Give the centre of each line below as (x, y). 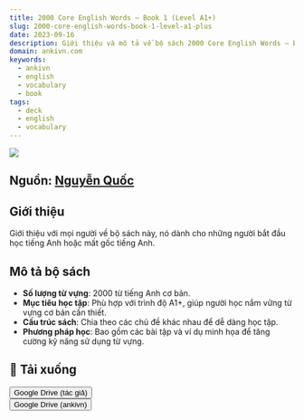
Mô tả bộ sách (50, 271)
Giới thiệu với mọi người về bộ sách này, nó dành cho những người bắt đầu (148, 234)
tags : (19, 102)
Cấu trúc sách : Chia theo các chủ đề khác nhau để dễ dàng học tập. (150, 322)
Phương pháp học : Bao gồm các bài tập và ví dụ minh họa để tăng (146, 332)
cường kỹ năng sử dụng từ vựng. (83, 341)
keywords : (28, 60)
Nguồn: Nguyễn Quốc (72, 181)
